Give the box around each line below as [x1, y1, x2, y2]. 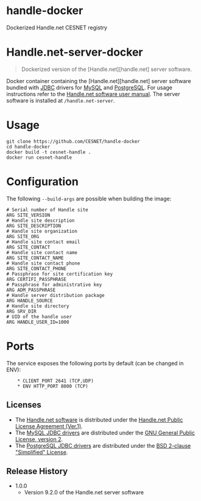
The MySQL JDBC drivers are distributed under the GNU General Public [15, 429, 196, 436]
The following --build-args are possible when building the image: [6, 195, 172, 202]
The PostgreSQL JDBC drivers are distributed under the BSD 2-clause [15, 442, 191, 449]
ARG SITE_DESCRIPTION [6, 222, 62, 229]
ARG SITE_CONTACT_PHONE [6, 265, 67, 272]
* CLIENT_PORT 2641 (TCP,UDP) [17, 378, 94, 384]
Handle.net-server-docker [6, 45, 143, 59]
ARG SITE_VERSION [6, 212, 51, 218]
